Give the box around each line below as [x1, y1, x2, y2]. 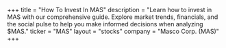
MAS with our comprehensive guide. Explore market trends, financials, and [7, 13, 218, 21]
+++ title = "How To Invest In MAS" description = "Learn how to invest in [7, 6, 212, 14]
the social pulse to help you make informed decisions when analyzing [7, 20, 203, 28]
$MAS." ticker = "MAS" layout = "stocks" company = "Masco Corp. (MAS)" [7, 27, 219, 35]
